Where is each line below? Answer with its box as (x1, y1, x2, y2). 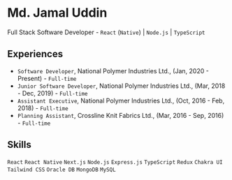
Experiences (7, 48, 64, 60)
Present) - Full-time (17, 74, 77, 82)
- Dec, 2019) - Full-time (17, 89, 89, 97)
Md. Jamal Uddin (7, 5, 108, 21)
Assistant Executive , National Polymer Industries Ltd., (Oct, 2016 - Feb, (17, 96, 225, 105)
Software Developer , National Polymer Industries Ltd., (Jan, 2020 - (17, 66, 210, 75)
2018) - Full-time (17, 103, 68, 112)
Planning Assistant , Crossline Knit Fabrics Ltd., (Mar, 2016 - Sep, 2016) (17, 111, 224, 119)
